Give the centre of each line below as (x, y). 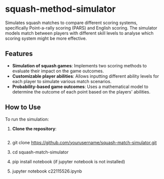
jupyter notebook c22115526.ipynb (47, 171)
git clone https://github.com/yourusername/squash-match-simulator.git (84, 142)
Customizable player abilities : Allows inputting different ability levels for (85, 76)
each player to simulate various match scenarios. (62, 81)
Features (19, 54)
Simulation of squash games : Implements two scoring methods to (80, 65)
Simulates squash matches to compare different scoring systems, (71, 23)
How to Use (23, 107)
